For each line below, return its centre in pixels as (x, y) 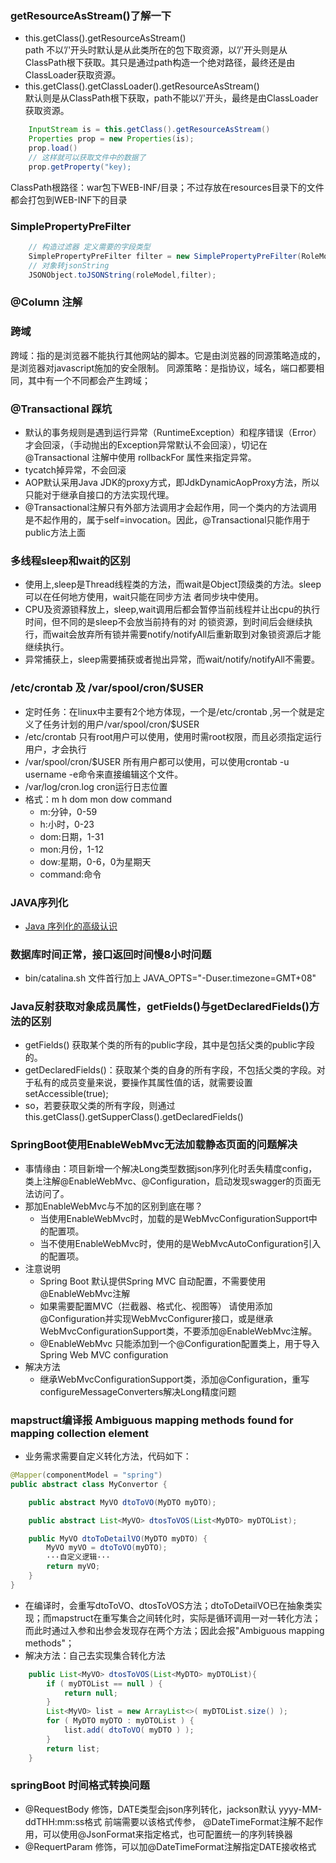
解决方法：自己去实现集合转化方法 (95, 1655)
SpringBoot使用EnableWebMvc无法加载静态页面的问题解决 (154, 1145)
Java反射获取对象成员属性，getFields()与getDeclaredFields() (160, 1007)
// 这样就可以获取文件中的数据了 (87, 157)
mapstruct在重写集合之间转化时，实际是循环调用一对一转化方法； (186, 1618)
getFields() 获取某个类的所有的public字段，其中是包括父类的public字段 (169, 1045)
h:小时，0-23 (67, 824)
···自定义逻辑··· (78, 1557)
